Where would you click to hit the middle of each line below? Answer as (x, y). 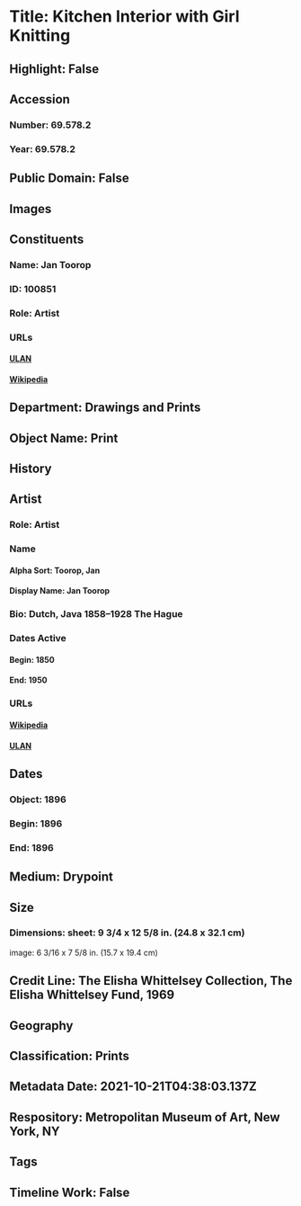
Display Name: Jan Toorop (60, 591)
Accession (40, 99)
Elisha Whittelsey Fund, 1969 (92, 995)
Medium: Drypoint (62, 877)
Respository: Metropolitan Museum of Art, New (145, 1117)
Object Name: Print (64, 438)
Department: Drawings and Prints (105, 408)
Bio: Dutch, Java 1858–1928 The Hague (96, 614)
